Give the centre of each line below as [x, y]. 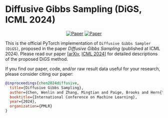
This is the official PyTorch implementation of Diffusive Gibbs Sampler [78, 43]
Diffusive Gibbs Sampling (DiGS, [73, 9]
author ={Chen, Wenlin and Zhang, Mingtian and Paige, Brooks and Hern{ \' [88, 92]
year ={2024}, [23, 102]
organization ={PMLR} [31, 106]
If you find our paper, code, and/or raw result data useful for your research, [83, 69]
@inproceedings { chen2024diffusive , [42, 83]
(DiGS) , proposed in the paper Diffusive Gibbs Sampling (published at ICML [83, 48]
